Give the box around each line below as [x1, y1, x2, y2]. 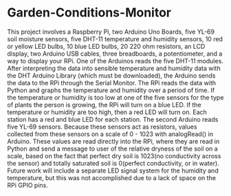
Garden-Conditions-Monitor [7, 5, 172, 21]
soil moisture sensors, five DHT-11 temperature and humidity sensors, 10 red [7, 34, 223, 43]
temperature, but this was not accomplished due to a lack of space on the [7, 173, 217, 182]
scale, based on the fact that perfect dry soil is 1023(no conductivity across [7, 151, 221, 160]
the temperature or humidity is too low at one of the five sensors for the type [7, 93, 224, 101]
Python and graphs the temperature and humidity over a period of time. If [7, 86, 215, 94]
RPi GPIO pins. [7, 181, 48, 189]
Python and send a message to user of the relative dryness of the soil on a [7, 144, 218, 153]
